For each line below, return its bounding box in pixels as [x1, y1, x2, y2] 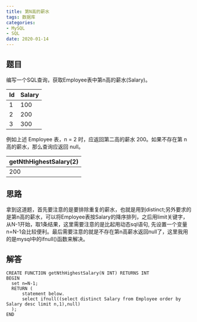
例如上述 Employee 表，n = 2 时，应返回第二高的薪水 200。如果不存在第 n [6, 135, 188, 142]
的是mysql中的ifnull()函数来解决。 [6, 235, 89, 242]
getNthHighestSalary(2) [9, 157, 79, 165]
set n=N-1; [11, 281, 38, 287]
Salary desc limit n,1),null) [6, 301, 81, 307]
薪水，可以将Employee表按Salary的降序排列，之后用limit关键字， [30, 213, 188, 220]
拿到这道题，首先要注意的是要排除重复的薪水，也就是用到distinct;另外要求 [6, 206, 186, 213]
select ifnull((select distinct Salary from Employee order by [21, 296, 182, 302]
